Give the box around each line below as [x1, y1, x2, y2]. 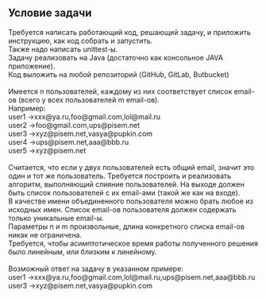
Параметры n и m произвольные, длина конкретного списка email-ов [8, 222, 245, 231]
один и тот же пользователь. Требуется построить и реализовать [8, 171, 232, 180]
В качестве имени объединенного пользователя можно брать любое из [8, 196, 254, 206]
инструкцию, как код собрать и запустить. [8, 36, 153, 45]
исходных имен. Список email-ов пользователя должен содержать [8, 204, 237, 214]
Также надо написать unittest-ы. [8, 44, 118, 54]
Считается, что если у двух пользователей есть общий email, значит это [8, 162, 255, 172]
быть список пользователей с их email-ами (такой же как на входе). [8, 188, 241, 197]
